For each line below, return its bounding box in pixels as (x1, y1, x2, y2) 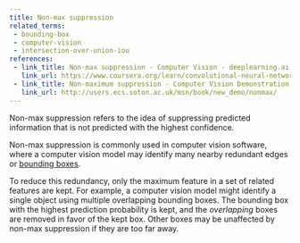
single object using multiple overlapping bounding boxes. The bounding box (9, 194, 288, 205)
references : (9, 54, 54, 63)
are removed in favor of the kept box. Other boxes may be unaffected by (9, 214, 275, 224)
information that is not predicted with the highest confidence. (9, 121, 235, 132)
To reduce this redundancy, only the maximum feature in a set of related (9, 175, 275, 186)
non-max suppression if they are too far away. (9, 222, 179, 233)
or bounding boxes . (9, 158, 81, 169)
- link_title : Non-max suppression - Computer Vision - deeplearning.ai (12, 63, 290, 72)
